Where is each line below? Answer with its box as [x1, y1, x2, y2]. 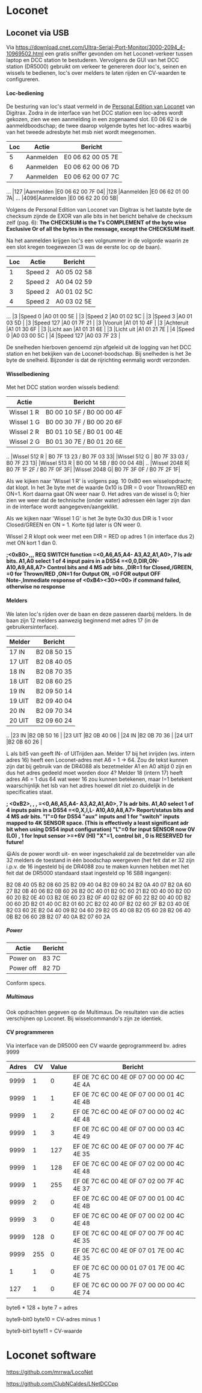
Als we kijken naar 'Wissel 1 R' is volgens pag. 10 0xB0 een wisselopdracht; [6, 478, 193, 485]
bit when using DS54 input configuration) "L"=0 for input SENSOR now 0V [6, 826, 195, 833]
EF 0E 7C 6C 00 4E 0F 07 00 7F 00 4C [73, 1228, 185, 1237]
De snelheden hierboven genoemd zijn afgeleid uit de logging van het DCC [6, 344, 192, 351]
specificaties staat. [6, 788, 53, 795]
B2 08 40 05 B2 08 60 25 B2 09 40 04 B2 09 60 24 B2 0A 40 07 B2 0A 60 [6, 881, 191, 888]
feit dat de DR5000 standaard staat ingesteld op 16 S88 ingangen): [6, 869, 171, 876]
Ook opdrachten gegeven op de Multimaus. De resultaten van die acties [6, 1008, 185, 1016]
